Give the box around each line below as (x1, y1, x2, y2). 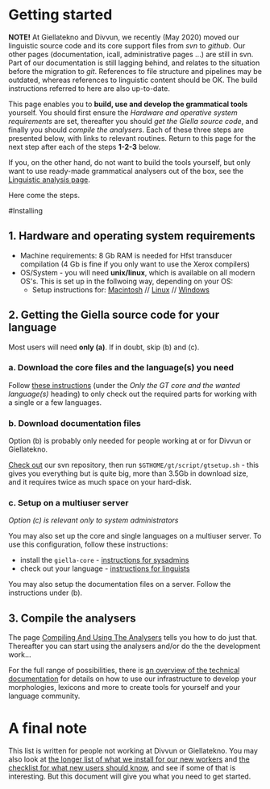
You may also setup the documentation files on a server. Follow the (8, 580, 231, 589)
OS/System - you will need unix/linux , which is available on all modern (19, 267, 255, 277)
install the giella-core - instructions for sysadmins (19, 556, 189, 565)
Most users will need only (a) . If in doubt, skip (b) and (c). (8, 342, 200, 352)
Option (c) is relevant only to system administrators (8, 515, 179, 525)
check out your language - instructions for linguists (19, 564, 190, 573)
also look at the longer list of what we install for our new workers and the (8, 754, 250, 764)
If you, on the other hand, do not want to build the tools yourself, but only (8, 157, 251, 167)
